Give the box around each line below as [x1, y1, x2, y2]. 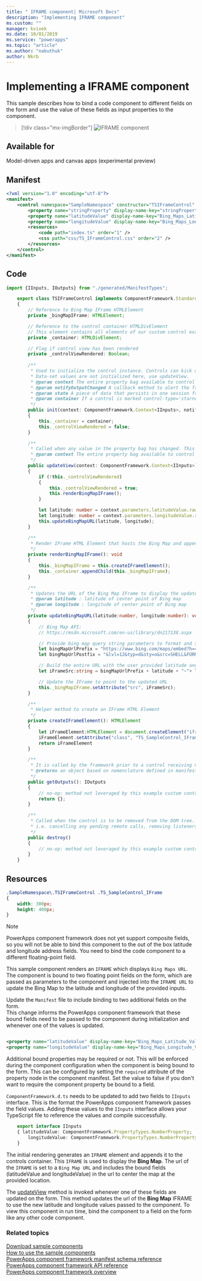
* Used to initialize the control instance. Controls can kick [30, 368, 192, 374]
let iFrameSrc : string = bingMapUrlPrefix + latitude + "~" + [38, 668, 192, 674]
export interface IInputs [17, 1123, 82, 1129]
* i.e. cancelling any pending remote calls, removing [30, 823, 171, 830]
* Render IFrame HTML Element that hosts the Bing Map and [30, 540, 182, 547]
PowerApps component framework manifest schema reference [6, 1255, 162, 1262]
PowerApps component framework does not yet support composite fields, [6, 934, 190, 942]
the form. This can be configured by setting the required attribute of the [6, 1068, 185, 1075]
